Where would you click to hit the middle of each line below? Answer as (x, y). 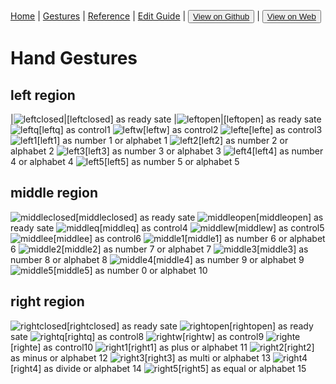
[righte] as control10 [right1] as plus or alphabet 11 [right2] (162, 347)
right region (47, 301)
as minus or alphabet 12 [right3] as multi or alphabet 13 (141, 357)
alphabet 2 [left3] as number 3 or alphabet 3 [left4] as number (167, 151)
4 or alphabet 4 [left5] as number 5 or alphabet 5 (125, 161)
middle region (54, 193)
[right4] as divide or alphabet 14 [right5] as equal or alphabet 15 (158, 368)
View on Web (291, 16)
